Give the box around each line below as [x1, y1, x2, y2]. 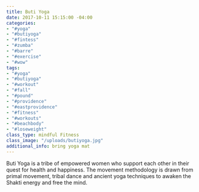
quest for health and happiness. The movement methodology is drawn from [6, 166, 194, 173]
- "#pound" [6, 93, 34, 99]
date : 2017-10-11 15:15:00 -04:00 [6, 14, 93, 20]
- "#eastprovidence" [6, 104, 58, 110]
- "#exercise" [6, 54, 42, 60]
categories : [6, 20, 36, 26]
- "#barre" [6, 48, 34, 54]
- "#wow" [6, 59, 28, 65]
